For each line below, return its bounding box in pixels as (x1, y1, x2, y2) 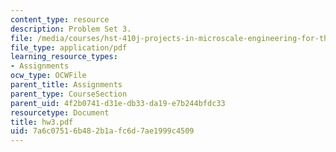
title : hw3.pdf (10, 117, 74, 127)
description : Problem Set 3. (10, 24, 132, 34)
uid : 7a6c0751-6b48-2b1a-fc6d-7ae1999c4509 (10, 126, 195, 136)
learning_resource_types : (10, 52, 118, 62)
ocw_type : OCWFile (10, 71, 87, 81)
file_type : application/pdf (10, 42, 128, 53)
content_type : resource (10, 14, 110, 25)
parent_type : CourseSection (10, 89, 128, 99)
